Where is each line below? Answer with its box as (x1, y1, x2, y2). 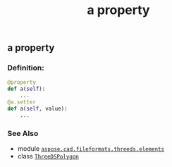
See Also (7, 128, 39, 138)
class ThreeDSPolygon (17, 152, 79, 161)
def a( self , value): (7, 105, 68, 112)
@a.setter (7, 99, 37, 106)
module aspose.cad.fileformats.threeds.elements (17, 144, 164, 153)
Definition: (7, 63, 44, 73)
